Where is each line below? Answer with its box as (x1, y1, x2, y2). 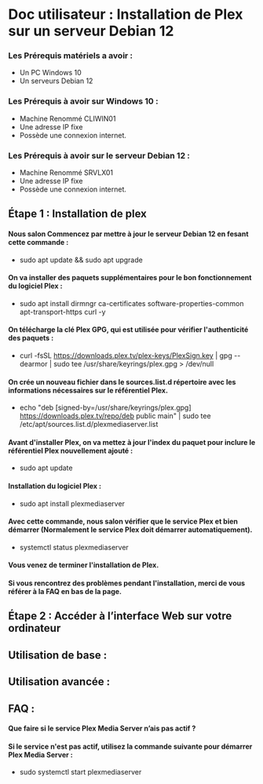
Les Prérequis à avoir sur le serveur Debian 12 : (8, 150, 191, 161)
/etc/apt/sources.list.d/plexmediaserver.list (19, 420, 159, 429)
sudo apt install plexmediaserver (19, 498, 126, 508)
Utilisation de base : (8, 648, 108, 662)
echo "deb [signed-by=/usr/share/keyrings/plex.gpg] (19, 403, 192, 413)
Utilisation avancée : (8, 675, 111, 688)
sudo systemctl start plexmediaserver (19, 768, 142, 777)
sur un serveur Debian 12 (8, 22, 174, 40)
